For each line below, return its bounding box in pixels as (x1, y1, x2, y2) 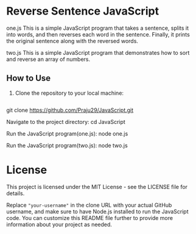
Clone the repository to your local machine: (15, 89, 124, 97)
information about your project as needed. (6, 221, 113, 228)
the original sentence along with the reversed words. (6, 37, 139, 44)
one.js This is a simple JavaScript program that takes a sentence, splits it (6, 24, 189, 32)
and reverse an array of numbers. (6, 55, 90, 63)
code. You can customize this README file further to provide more (6, 214, 173, 221)
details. (6, 190, 25, 197)
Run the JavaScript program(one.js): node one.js (6, 129, 128, 137)
